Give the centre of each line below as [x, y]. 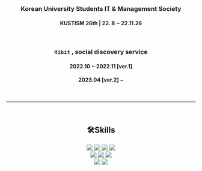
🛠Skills [101, 130]
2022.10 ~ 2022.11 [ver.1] [101, 66]
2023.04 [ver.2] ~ [101, 80]
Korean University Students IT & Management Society [101, 8]
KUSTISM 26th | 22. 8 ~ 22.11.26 [101, 23]
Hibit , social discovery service [101, 52]
